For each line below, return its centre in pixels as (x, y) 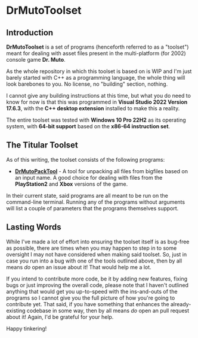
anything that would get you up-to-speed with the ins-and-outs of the (92, 291)
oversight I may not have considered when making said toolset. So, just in (96, 254)
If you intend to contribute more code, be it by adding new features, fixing (97, 279)
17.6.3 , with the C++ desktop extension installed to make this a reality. (93, 108)
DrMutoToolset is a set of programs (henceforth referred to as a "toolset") (98, 47)
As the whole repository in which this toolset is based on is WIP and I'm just (99, 71)
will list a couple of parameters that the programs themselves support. (92, 208)
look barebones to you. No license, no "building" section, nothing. (87, 84)
